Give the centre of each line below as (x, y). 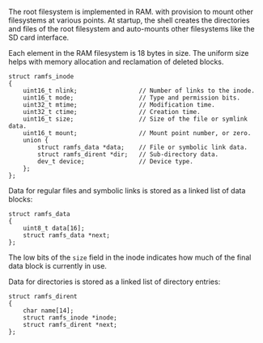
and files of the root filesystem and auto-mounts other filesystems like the (131, 29)
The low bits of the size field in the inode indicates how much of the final (130, 257)
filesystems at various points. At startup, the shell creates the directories (129, 20)
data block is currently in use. (58, 266)
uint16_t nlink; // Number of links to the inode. (139, 91)
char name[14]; (49, 311)
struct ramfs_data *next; (67, 235)
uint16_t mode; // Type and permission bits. (132, 98)
